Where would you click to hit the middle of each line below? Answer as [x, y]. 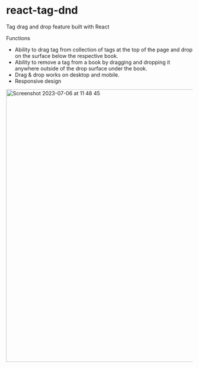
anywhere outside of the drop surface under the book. [81, 68]
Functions [18, 38]
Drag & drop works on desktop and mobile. [67, 75]
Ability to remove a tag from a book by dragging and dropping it [92, 62]
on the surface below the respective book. [66, 56]
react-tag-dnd [42, 10]
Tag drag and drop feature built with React [58, 27]
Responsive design [38, 81]
